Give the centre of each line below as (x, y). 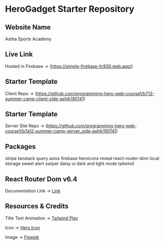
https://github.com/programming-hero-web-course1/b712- (95, 93)
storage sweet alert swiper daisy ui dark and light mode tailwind (70, 163)
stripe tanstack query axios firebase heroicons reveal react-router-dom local (82, 159)
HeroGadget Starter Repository (70, 9)
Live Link (19, 54)
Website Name (28, 27)
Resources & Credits (37, 206)
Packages (20, 147)
